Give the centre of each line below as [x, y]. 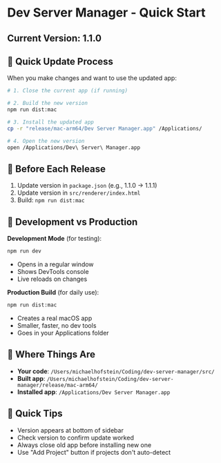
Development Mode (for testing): [55, 239]
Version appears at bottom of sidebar [70, 430]
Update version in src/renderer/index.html [79, 193]
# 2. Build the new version [48, 104]
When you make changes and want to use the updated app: [92, 78]
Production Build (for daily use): [53, 293]
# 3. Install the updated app [51, 122]
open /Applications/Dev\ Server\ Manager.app [74, 147]
